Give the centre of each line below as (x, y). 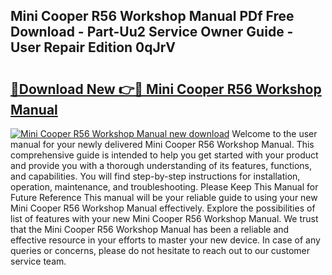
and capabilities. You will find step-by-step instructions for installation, (155, 176)
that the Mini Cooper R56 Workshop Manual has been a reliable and (150, 229)
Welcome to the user (274, 133)
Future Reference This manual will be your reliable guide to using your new (164, 197)
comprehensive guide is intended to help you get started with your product (164, 155)
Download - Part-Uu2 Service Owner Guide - (152, 32)
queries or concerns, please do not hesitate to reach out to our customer (160, 250)
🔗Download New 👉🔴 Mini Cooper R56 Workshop (166, 89)
